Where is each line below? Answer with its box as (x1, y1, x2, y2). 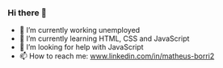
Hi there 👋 (7, 7, 48, 18)
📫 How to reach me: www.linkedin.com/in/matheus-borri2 (19, 51, 215, 61)
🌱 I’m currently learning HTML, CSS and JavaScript (19, 34, 190, 43)
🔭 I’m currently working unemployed (19, 26, 141, 35)
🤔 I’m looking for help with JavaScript (19, 42, 144, 52)
